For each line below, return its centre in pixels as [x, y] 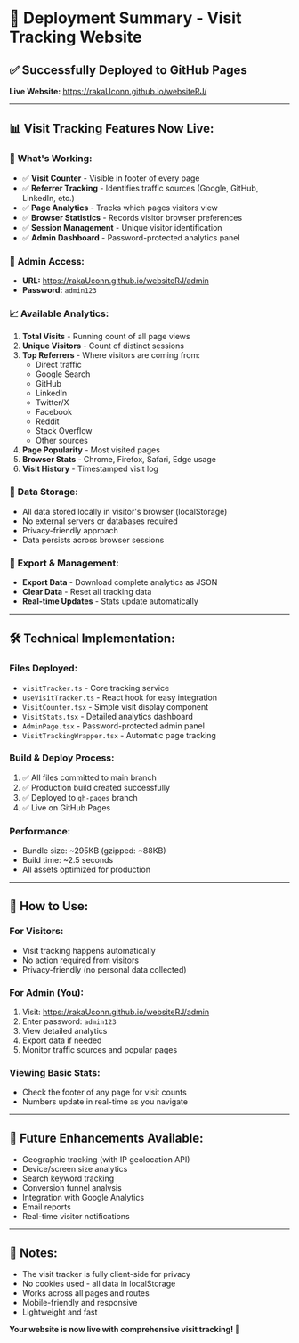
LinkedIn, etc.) [48, 198]
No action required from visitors [81, 960]
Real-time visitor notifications [76, 1217]
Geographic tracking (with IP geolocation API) [106, 1160]
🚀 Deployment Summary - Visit [125, 18]
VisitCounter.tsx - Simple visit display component [115, 706]
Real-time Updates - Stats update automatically [110, 601]
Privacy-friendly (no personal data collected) [104, 969]
